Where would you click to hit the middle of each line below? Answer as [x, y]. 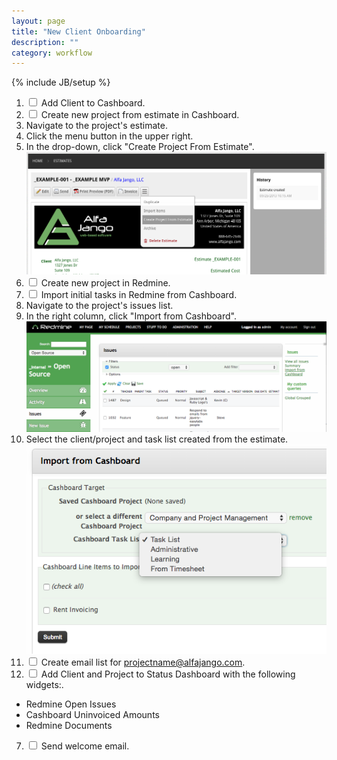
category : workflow [52, 53]
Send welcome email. [85, 746]
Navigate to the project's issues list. [99, 306]
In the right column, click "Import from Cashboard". [131, 316]
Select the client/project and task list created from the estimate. [157, 439]
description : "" [45, 42]
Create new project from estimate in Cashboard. [140, 115]
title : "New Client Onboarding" [78, 31]
